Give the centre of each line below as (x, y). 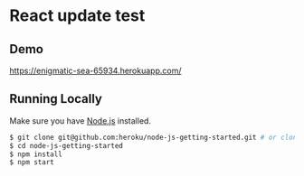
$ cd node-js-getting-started (66, 145)
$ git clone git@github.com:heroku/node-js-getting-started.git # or (143, 137)
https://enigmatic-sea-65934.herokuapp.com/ (95, 70)
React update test (77, 16)
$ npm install (36, 154)
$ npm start (32, 162)
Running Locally (56, 99)
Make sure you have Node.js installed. (81, 120)
